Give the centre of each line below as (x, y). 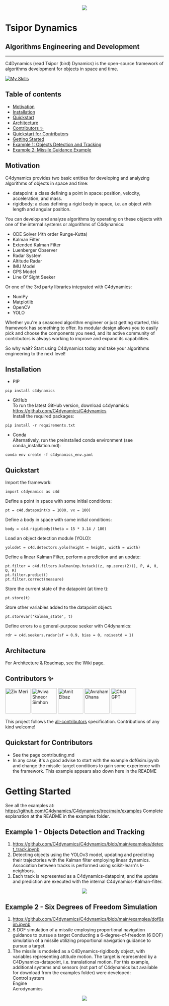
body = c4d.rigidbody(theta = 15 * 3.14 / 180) (56, 529)
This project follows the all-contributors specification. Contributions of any (82, 721)
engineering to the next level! (35, 353)
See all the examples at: (30, 805)
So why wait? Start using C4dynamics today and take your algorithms (77, 348)
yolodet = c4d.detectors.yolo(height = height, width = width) (73, 548)
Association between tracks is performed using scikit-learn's (76, 866)
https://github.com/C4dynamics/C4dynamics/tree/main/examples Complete (84, 811)
